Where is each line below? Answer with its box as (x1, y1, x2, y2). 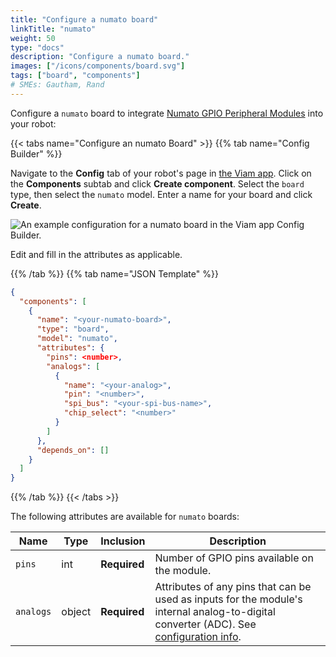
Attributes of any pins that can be (154, 580, 312, 594)
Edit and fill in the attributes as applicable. (10, 248, 183, 260)
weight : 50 (10, 33, 56, 43)
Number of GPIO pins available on (154, 551, 314, 565)
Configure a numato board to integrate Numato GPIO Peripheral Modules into (10, 107, 324, 119)
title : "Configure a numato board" (10, 14, 159, 25)
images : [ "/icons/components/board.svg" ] (10, 61, 186, 71)
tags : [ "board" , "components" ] (10, 71, 141, 81)
